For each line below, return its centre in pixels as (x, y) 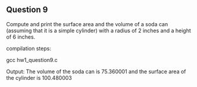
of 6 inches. (21, 37)
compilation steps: (29, 48)
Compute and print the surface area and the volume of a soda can (87, 24)
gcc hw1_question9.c (32, 60)
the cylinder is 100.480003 (39, 77)
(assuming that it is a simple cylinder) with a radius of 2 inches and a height (99, 30)
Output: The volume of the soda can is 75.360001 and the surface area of (96, 72)
